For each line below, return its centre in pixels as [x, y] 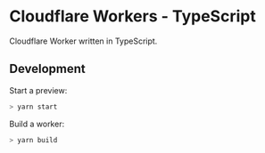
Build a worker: [37, 124]
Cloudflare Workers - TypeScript [132, 16]
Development [48, 69]
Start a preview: [38, 90]
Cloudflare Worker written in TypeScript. [83, 41]
